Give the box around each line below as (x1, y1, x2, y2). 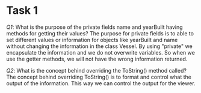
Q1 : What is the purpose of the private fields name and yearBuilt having (6, 23, 183, 31)
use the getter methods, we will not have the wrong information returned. (6, 55, 188, 62)
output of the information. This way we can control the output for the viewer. (6, 79, 196, 87)
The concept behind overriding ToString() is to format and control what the (6, 73, 191, 80)
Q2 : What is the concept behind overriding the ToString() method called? (6, 67, 187, 74)
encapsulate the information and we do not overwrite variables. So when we (6, 49, 196, 56)
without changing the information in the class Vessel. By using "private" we (6, 43, 193, 50)
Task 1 (6, 4, 38, 17)
